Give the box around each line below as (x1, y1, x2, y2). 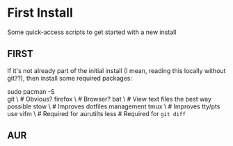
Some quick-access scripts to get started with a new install (7, 28, 177, 36)
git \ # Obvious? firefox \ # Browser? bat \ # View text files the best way (7, 95, 212, 103)
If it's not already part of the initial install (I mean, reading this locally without (7, 66, 226, 74)
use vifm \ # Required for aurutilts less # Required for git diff (7, 109, 186, 117)
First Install (7, 5, 73, 21)
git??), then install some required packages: (7, 74, 133, 82)
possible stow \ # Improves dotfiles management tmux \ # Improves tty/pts (7, 102, 220, 111)
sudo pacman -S (7, 87, 55, 95)
